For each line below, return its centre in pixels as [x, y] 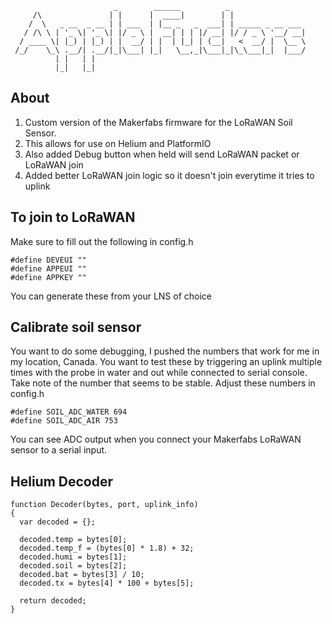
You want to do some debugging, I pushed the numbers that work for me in [165, 351]
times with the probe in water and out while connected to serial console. [159, 373]
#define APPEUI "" [48, 268]
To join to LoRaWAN [73, 217]
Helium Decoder [62, 481]
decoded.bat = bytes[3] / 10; [82, 575]
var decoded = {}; [58, 522]
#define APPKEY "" [48, 277]
